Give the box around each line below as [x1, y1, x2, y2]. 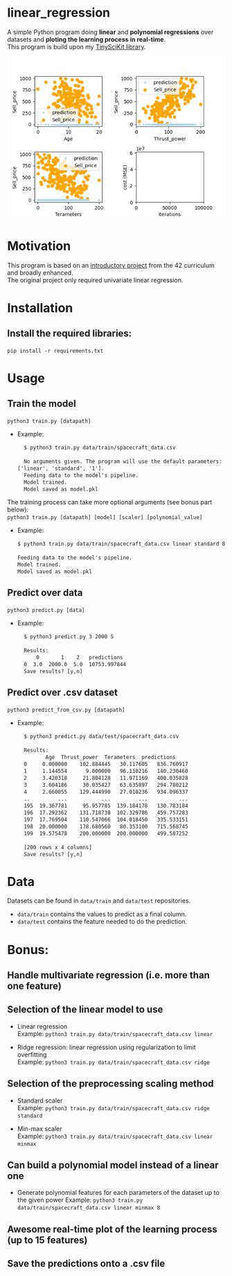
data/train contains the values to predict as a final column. [17, 910, 187, 919]
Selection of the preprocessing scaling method [7, 1078, 214, 1090]
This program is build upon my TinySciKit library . [7, 42, 146, 51]
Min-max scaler [17, 1124, 62, 1132]
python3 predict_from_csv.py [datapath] [7, 706, 126, 713]
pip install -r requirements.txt [7, 347, 104, 355]
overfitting [17, 1050, 47, 1059]
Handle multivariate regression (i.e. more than [7, 969, 210, 981]
